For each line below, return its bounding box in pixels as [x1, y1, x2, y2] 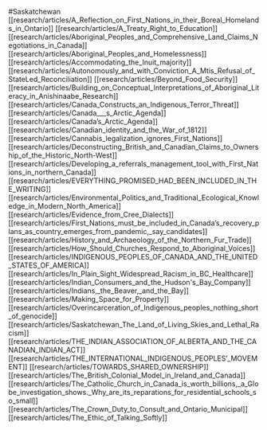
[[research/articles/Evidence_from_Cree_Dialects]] [8, 210, 174, 219]
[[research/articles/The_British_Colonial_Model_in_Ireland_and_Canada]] [8, 370, 245, 380]
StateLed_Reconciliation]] [8, 75, 93, 84]
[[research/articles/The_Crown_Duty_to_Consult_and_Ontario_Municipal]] [8, 405, 249, 413]
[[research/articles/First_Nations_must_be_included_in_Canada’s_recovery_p [8, 218, 260, 228]
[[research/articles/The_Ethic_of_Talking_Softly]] [8, 413, 167, 422]
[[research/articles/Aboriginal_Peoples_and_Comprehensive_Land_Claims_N [8, 32, 259, 41]
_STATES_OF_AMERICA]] [8, 260, 90, 270]
